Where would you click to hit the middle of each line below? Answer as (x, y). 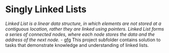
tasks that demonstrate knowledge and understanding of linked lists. (77, 45)
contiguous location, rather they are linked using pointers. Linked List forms (85, 29)
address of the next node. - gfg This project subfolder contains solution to (83, 40)
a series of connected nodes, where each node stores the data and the (80, 34)
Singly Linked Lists (46, 9)
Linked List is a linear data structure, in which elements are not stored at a (83, 23)
